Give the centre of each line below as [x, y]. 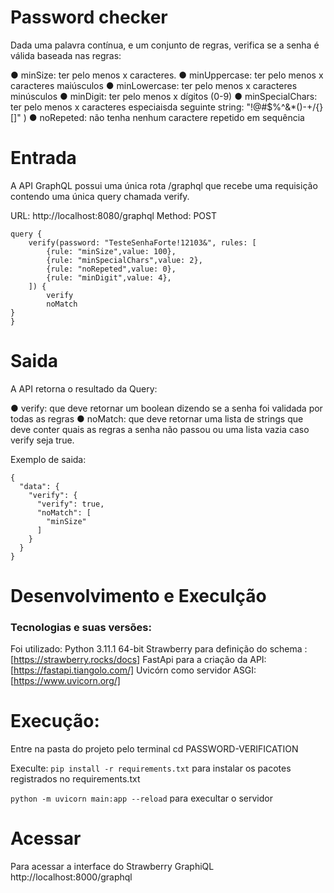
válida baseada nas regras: [66, 55]
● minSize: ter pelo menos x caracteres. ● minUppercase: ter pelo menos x [167, 75]
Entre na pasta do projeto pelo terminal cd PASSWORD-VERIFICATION [154, 749]
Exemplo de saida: [48, 459]
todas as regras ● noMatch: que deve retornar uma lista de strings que [157, 418]
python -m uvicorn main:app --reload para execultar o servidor [141, 798]
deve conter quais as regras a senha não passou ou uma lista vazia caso [160, 429]
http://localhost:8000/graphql [71, 877]
